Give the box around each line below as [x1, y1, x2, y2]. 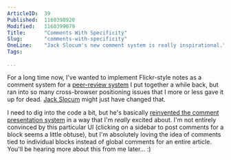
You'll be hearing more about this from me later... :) [7, 145, 151, 153]
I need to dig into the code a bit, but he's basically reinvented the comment [7, 108, 219, 117]
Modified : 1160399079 [7, 23, 76, 30]
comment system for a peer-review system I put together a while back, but [7, 80, 219, 89]
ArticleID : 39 [7, 10, 51, 17]
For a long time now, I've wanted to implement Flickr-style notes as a [7, 73, 202, 81]
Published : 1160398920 [7, 16, 76, 23]
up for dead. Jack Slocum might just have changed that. [7, 95, 166, 103]
